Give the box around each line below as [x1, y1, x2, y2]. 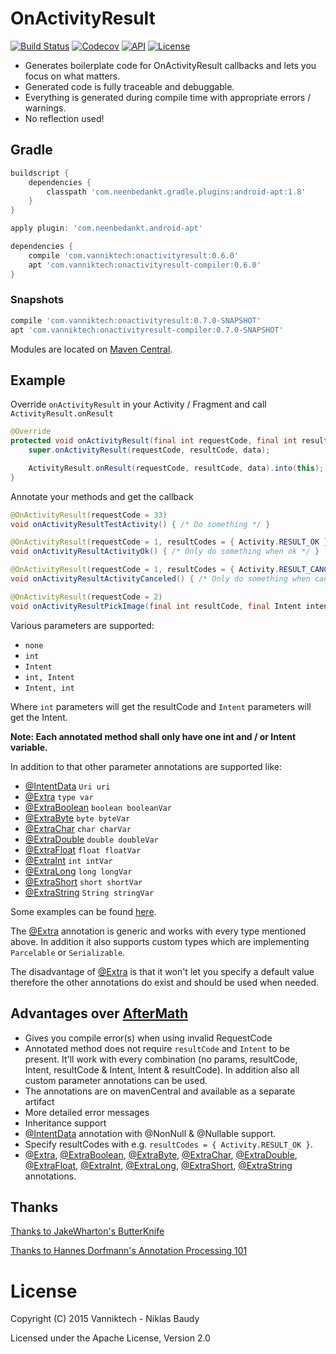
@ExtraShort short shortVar [24, 875, 143, 887]
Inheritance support [24, 1117, 107, 1129]
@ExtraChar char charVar [24, 822, 132, 834]
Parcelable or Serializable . [10, 946, 126, 958]
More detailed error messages [24, 1106, 150, 1118]
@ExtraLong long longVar [24, 865, 133, 877]
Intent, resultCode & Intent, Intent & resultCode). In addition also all [24, 1063, 300, 1076]
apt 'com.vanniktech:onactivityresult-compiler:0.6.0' [28, 260, 262, 270]
